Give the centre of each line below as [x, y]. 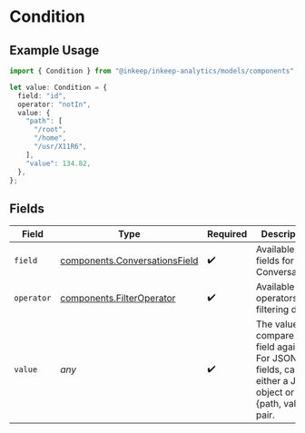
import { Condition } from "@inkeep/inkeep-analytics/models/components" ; [154, 71]
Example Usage [54, 50]
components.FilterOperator [118, 299]
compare [275, 336]
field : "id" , [42, 96]
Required [227, 234]
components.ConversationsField [129, 261]
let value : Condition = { [58, 87]
